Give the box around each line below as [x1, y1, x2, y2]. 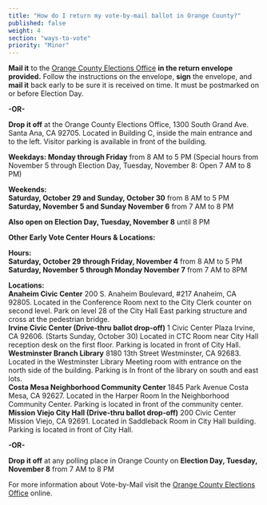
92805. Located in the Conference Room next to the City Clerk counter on [8, 297, 252, 308]
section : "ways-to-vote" [8, 34, 91, 42]
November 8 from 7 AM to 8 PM [8, 464, 114, 474]
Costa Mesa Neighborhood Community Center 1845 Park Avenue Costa [8, 383, 249, 392]
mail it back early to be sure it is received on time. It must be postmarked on [8, 81, 260, 90]
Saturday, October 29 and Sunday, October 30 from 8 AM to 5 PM [8, 193, 229, 203]
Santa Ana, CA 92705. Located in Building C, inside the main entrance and [8, 129, 253, 138]
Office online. [8, 488, 53, 498]
